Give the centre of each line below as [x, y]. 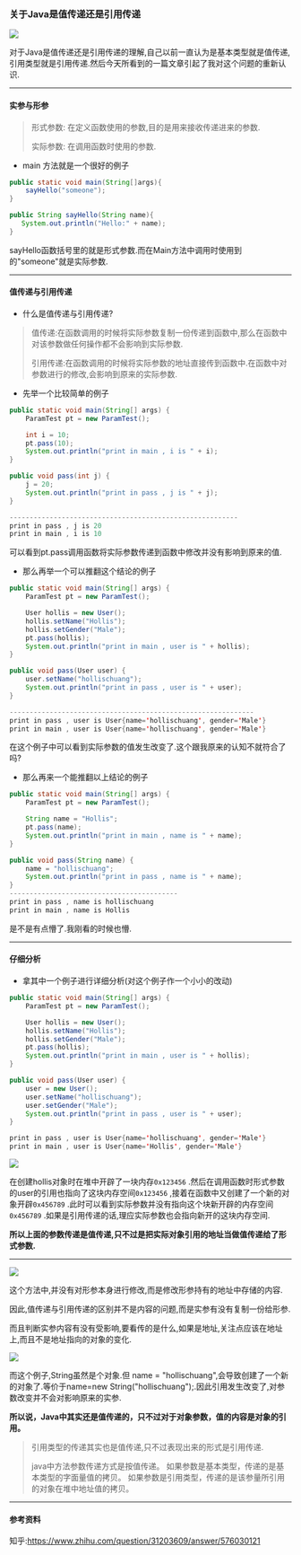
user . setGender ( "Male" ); [72, 1105]
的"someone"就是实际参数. [59, 261]
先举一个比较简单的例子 [65, 393]
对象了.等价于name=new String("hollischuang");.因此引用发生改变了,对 [147, 1387]
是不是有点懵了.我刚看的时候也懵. [71, 928]
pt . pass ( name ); [54, 828]
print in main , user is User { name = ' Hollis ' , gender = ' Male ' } [126, 1146]
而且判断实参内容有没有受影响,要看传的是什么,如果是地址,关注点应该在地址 [146, 1328]
